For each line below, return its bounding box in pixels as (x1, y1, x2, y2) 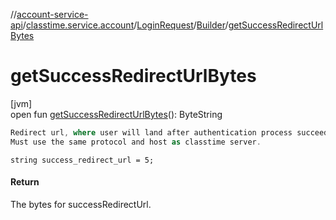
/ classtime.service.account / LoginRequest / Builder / (22, 19, 229, 31)
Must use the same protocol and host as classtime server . (10, 137, 262, 147)
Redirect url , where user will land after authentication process (10, 127, 293, 138)
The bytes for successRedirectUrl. (10, 198, 152, 210)
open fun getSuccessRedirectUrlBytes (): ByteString (10, 108, 223, 120)
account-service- (16, 9, 89, 20)
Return (10, 176, 40, 188)
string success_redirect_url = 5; (10, 155, 155, 165)
